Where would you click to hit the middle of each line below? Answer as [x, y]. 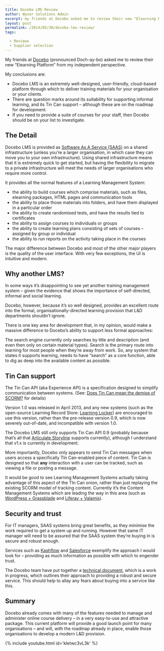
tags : [10, 32]
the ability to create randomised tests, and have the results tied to [78, 212]
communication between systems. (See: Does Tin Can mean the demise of [80, 393]
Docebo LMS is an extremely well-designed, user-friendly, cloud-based [84, 84]
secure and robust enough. [32, 541]
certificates [23, 218]
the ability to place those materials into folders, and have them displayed [85, 202]
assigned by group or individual [44, 233]
